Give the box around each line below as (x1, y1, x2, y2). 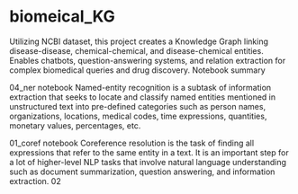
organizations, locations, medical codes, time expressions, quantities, (9, 110, 267, 121)
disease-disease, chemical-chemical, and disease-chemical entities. (9, 45, 264, 56)
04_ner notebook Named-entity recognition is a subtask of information (9, 82, 272, 93)
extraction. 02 (9, 175, 61, 186)
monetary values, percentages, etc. (9, 119, 141, 131)
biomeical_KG (9, 6, 115, 27)
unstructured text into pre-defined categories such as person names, (9, 101, 266, 111)
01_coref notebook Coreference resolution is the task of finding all (9, 137, 255, 148)
